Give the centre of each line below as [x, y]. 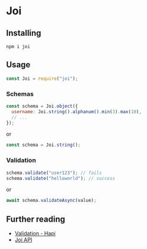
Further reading [36, 219]
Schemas [20, 94]
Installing [24, 33]
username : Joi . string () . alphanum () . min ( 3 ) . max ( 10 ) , [77, 111]
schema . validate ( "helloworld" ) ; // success [61, 178]
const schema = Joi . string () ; [44, 145]
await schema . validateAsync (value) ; [51, 201]
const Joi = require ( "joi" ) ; [42, 79]
